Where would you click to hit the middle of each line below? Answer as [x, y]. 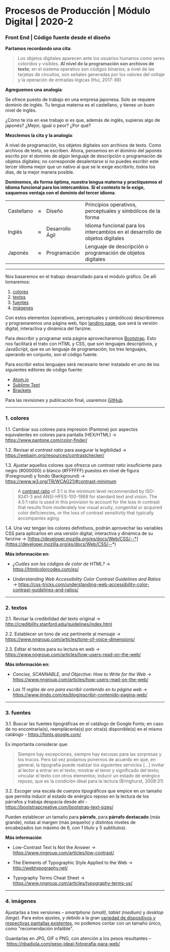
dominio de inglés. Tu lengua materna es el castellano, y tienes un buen [80, 105]
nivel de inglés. [21, 110]
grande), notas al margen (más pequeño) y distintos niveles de [70, 823]
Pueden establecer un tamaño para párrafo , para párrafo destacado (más [83, 817]
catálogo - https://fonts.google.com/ [43, 735]
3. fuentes [18, 713]
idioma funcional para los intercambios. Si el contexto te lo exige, [75, 187]
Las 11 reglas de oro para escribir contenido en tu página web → [80, 690]
